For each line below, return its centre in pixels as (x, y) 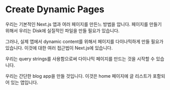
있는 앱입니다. (24, 82)
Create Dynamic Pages (55, 9)
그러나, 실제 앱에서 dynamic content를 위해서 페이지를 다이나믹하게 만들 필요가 (84, 41)
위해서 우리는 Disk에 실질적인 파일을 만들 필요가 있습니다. (62, 30)
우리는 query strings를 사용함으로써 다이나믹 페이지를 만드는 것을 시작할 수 (80, 59)
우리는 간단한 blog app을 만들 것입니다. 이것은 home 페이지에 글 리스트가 (79, 76)
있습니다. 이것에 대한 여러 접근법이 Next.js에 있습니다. (59, 48)
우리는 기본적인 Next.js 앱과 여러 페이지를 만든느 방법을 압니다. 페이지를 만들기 (84, 24)
